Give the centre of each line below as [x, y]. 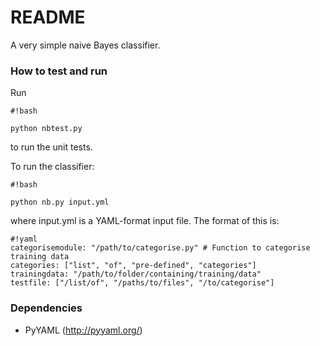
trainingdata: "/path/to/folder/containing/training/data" [136, 274]
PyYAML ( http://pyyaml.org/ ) [83, 330]
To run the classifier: [52, 167]
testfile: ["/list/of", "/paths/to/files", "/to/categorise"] [142, 283]
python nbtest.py [46, 129]
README [48, 17]
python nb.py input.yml [60, 202]
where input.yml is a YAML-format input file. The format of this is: [145, 221]
